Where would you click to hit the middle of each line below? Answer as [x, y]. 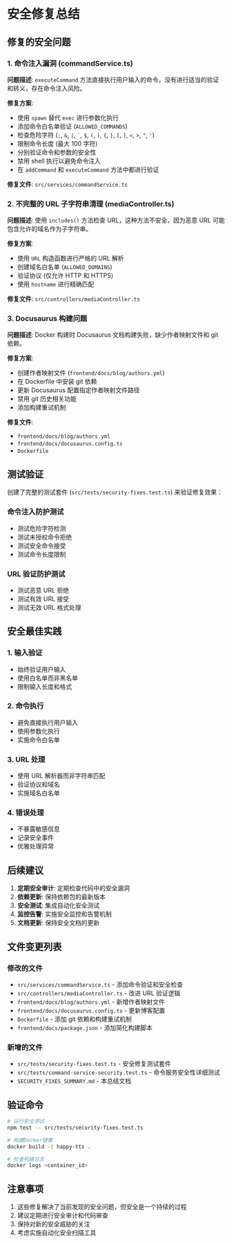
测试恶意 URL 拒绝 [43, 590]
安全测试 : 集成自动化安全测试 [58, 905]
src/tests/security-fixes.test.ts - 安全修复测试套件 [94, 1064]
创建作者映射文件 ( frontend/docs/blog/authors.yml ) [91, 373]
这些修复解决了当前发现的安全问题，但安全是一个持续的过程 [102, 1207]
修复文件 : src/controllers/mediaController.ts [74, 299]
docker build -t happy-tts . [49, 1147]
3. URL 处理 [26, 759]
